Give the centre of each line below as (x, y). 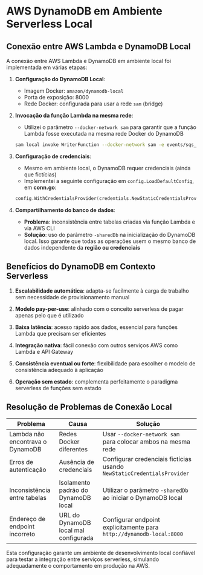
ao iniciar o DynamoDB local (142, 498)
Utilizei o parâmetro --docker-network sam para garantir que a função (110, 127)
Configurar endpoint (131, 520)
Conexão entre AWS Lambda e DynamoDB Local (98, 46)
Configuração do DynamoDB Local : (60, 79)
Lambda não (27, 434)
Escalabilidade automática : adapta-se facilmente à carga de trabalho (102, 291)
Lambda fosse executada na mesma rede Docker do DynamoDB (104, 134)
